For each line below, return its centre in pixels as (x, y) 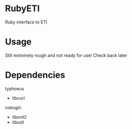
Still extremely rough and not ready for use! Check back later (66, 55)
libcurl (19, 98)
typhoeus (15, 88)
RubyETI (22, 9)
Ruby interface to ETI (26, 22)
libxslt (18, 122)
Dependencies (35, 75)
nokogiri (13, 107)
